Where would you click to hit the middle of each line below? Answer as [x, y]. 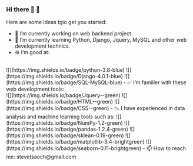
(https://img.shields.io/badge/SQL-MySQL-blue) [64, 82]
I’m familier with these [160, 82]
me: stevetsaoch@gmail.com [41, 157]
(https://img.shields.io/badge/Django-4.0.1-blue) [65, 77]
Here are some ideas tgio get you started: [56, 22]
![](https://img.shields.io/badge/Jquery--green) [63, 95]
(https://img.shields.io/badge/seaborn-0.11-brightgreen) [74, 148]
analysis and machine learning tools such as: [60, 117]
